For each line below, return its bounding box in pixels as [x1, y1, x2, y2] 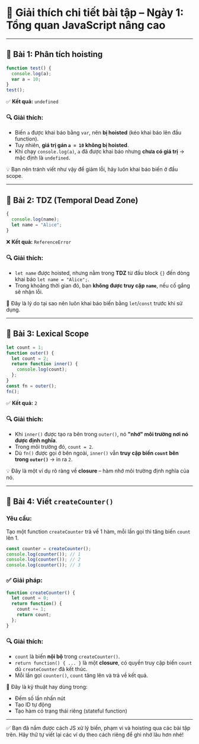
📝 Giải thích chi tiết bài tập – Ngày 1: [6, 6, 184, 20]
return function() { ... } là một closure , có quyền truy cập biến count [14, 659, 192, 666]
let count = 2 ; [11, 356, 49, 362]
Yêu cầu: [6, 515, 32, 523]
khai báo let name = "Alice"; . [14, 276, 89, 283]
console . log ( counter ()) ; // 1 [6, 551, 81, 557]
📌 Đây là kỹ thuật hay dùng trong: [6, 683, 88, 690]
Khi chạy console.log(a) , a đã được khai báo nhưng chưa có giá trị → [14, 148, 185, 155]
